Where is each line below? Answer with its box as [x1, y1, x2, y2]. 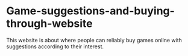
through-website [6, 17, 93, 30]
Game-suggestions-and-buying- [6, 4, 175, 18]
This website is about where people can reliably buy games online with [6, 36, 183, 43]
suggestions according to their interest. [6, 43, 104, 50]
